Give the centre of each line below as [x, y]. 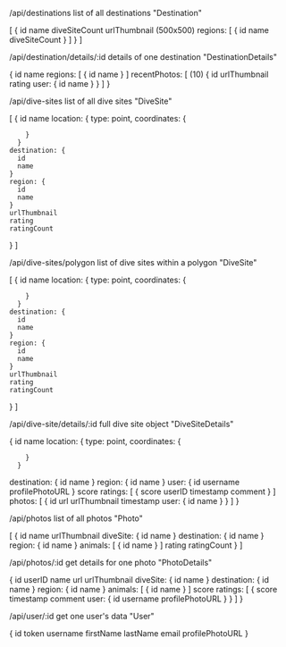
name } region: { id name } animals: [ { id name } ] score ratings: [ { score [143, 589]
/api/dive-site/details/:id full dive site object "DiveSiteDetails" [122, 424]
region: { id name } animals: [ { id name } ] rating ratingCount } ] [126, 545]
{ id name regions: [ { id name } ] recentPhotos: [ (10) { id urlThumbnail [139, 74]
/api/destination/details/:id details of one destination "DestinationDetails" [143, 57]
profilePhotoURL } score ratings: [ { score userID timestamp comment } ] [143, 492]
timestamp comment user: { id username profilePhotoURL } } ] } [126, 599]
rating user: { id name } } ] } [60, 84]
